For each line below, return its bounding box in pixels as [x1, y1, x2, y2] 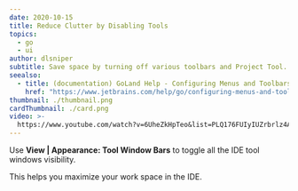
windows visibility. [9, 155, 76, 164]
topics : [9, 29, 38, 38]
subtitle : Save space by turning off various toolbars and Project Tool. [9, 63, 288, 72]
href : [25, 87, 46, 96]
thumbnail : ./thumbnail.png [9, 95, 114, 105]
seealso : [9, 71, 42, 80]
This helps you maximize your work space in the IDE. [9, 171, 202, 182]
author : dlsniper [9, 54, 74, 63]
